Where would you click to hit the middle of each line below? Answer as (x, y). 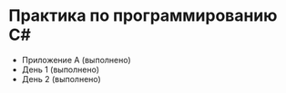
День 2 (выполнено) (61, 79)
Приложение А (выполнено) (76, 60)
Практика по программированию (143, 16)
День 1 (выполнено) (61, 70)
